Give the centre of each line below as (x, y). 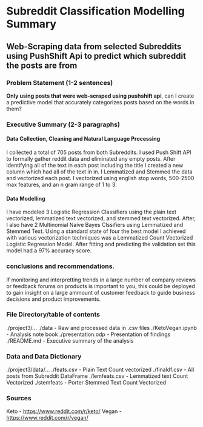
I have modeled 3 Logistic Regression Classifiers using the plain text (92, 212)
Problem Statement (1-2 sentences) (60, 82)
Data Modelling (26, 198)
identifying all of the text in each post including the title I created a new (95, 165)
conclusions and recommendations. (61, 266)
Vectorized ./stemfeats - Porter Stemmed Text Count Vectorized (86, 383)
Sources (19, 398)
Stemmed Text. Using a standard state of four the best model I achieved (96, 231)
